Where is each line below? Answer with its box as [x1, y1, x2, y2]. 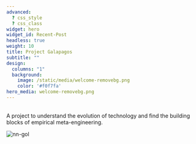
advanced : [6, 9, 32, 15]
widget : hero [6, 26, 40, 32]
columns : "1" [12, 66, 45, 72]
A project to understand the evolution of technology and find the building [6, 112, 190, 119]
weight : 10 [6, 44, 34, 50]
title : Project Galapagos [6, 49, 72, 55]
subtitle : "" [6, 55, 40, 61]
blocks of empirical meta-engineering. [6, 118, 103, 126]
